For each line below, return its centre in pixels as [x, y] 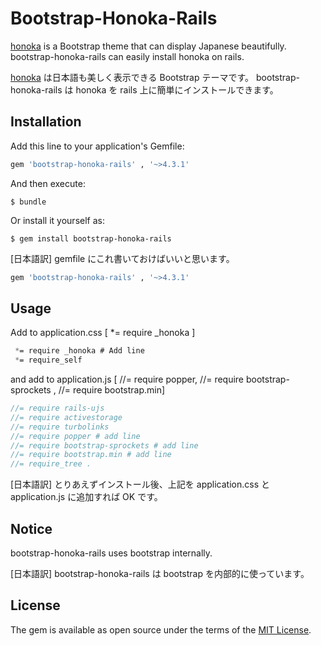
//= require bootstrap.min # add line [91, 455]
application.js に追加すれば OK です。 [86, 497]
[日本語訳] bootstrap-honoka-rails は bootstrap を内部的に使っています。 [160, 573]
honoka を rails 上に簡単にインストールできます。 [177, 89]
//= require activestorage [66, 417]
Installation [46, 122]
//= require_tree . [51, 464]
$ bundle [28, 202]
